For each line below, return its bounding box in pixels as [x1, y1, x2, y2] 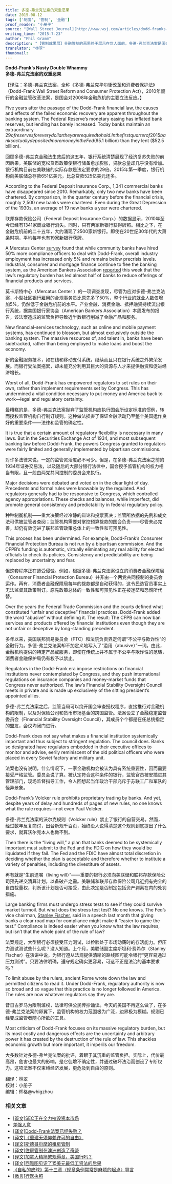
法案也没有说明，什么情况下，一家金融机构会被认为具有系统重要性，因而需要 [5, 765, 167, 771]
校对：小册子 [5, 1082, 32, 1088]
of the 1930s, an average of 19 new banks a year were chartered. [5, 205, 142, 211]
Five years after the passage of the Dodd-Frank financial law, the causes [5, 105, 159, 111]
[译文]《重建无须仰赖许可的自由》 [12, 1134, 84, 1140]
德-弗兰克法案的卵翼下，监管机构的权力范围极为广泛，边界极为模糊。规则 [5, 1008, 160, 1014]
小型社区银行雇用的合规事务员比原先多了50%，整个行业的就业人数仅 [14, 295, 159, 301]
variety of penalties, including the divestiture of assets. [5, 861, 121, 867]
